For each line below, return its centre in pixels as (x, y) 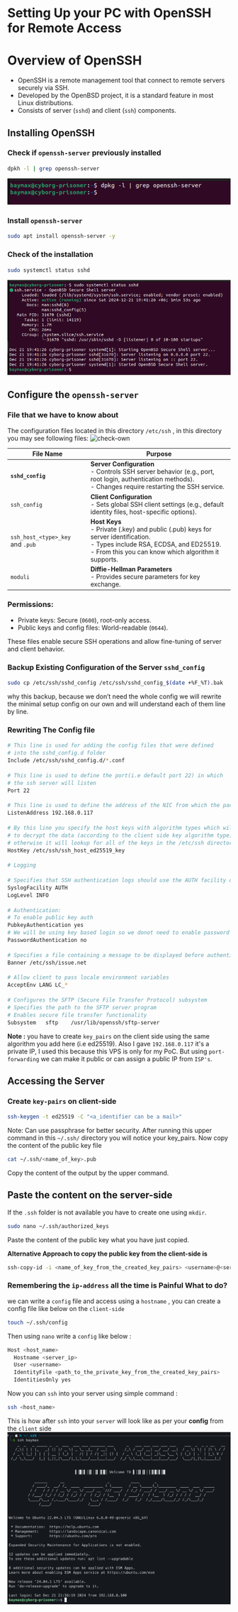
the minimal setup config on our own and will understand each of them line (117, 703)
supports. (104, 559)
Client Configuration (121, 497)
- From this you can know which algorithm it (155, 552)
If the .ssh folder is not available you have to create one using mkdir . (107, 1212)
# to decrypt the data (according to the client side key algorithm (110, 835)
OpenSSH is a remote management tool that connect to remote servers (121, 80)
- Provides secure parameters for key (145, 577)
